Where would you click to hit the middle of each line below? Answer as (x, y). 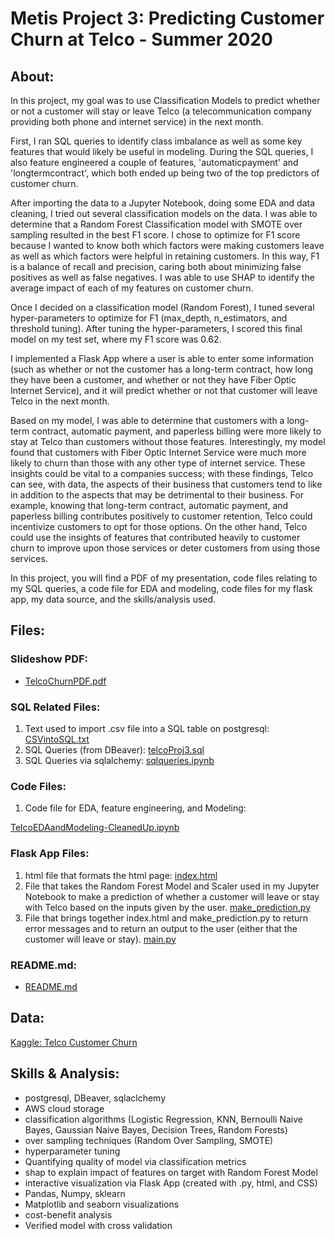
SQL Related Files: (55, 707)
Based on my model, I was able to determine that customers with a (147, 420)
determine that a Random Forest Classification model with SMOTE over (156, 224)
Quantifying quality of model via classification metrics (135, 1161)
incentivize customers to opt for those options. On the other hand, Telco (159, 526)
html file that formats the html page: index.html (121, 875)
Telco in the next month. (60, 401)
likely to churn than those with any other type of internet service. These (158, 463)
